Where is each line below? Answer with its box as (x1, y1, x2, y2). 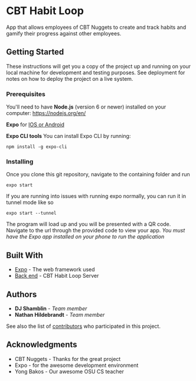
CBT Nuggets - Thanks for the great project (14, 355, 121, 362)
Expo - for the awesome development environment (14, 362, 139, 369)
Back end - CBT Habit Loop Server (14, 272, 99, 280)
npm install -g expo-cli (6, 144, 67, 150)
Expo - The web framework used (14, 266, 96, 273)
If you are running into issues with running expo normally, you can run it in (6, 193, 187, 200)
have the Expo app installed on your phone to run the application (6, 233, 165, 240)
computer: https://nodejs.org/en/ (6, 110, 86, 117)
